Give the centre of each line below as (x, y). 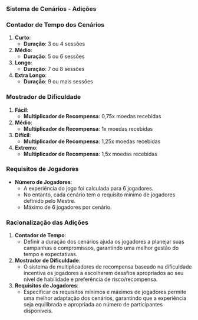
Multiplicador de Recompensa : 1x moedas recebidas (88, 128)
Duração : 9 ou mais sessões (58, 82)
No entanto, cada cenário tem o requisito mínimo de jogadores (99, 195)
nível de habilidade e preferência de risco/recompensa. (90, 279)
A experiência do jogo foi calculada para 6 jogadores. (88, 188)
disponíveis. (38, 311)
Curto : (23, 38)
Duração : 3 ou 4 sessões (54, 44)
